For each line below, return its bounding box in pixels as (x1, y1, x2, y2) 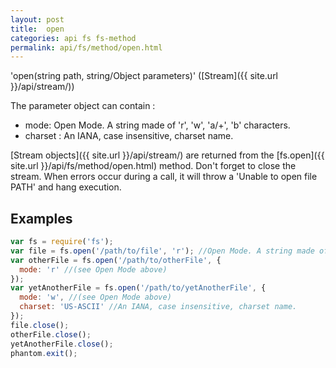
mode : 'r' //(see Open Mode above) (19, 264, 168, 275)
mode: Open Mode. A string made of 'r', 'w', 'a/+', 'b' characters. (24, 119, 291, 131)
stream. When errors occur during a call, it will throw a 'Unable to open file (10, 171, 318, 183)
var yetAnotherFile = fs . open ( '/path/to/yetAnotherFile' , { (10, 283, 267, 293)
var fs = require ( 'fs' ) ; (10, 237, 114, 247)
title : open (10, 24, 65, 34)
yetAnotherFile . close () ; (10, 339, 114, 349)
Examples (10, 210, 73, 227)
